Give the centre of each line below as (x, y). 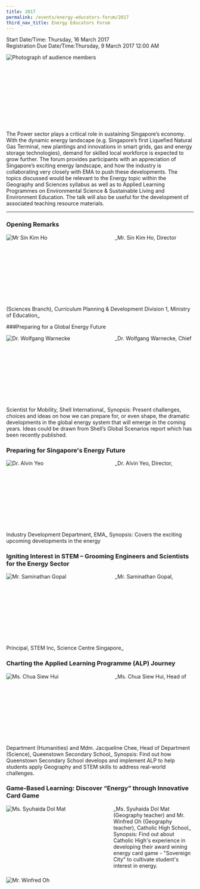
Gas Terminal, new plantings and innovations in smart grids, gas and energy (99, 147)
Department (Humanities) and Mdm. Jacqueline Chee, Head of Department (98, 747)
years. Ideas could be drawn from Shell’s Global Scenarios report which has (99, 428)
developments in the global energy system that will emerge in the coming (96, 422)
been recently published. (37, 435)
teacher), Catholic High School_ (152, 828)
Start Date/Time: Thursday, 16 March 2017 (58, 40)
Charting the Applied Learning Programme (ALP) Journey (91, 664)
